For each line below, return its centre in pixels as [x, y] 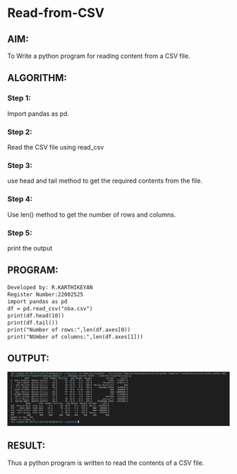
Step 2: [20, 132]
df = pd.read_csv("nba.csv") [50, 308]
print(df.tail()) [33, 322]
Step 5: [20, 233]
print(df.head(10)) [36, 315]
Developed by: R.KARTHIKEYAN [50, 287]
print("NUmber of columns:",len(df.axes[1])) [75, 336]
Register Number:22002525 [45, 294]
